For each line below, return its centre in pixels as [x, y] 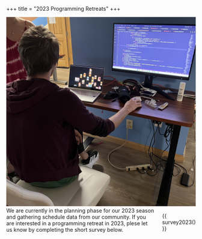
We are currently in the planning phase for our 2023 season [80, 210]
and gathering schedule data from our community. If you [76, 217]
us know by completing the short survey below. [65, 230]
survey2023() [179, 222]
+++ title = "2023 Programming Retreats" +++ [63, 9]
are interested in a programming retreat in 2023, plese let [77, 223]
